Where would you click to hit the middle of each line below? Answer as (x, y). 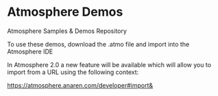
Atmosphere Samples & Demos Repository (67, 31)
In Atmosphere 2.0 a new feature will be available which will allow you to (109, 64)
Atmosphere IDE (30, 51)
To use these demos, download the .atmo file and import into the (98, 44)
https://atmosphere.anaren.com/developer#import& (80, 85)
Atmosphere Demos (65, 12)
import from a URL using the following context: (73, 72)
